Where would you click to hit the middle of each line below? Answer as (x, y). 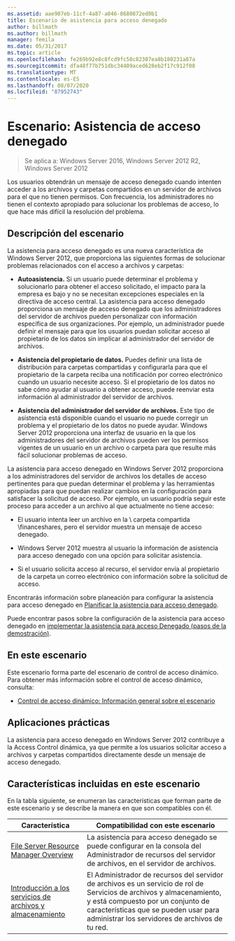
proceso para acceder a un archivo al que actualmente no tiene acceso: (111, 506)
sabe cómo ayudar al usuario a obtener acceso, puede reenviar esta (116, 389)
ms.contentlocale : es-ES (43, 79)
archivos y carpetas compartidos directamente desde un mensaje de (107, 755)
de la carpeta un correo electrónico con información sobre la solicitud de (122, 576)
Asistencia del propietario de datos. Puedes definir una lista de (109, 359)
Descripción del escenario (66, 234)
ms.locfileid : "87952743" (45, 92)
